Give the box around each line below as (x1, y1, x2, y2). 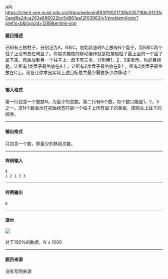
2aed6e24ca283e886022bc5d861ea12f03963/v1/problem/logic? (5, 15, 139, 21)
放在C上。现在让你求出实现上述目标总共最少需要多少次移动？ (5, 70, 131, 76)
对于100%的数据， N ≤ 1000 (5, 239, 62, 245)
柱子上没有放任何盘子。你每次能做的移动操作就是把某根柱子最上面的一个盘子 (5, 51, 163, 57)
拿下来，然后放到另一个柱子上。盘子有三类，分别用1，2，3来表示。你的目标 (5, 57, 161, 63)
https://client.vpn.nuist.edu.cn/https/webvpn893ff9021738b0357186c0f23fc (5, 10, 163, 16)
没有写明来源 (5, 268, 31, 274)
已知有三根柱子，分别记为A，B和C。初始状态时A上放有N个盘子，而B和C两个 (5, 45, 162, 51)
